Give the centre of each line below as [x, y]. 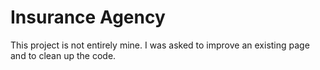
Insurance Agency [88, 17]
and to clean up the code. [63, 55]
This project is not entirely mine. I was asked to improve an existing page [160, 45]
